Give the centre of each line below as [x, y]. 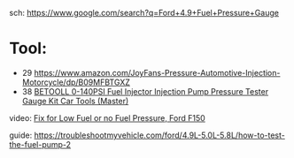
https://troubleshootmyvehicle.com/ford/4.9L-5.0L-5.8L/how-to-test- [159, 135]
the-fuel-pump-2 [40, 144]
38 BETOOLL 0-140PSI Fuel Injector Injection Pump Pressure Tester [145, 91]
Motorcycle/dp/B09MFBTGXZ [76, 82]
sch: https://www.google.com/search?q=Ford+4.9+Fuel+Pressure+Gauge [144, 13]
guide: [21, 135]
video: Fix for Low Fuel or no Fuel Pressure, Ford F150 [107, 117]
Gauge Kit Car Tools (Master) [75, 101]
